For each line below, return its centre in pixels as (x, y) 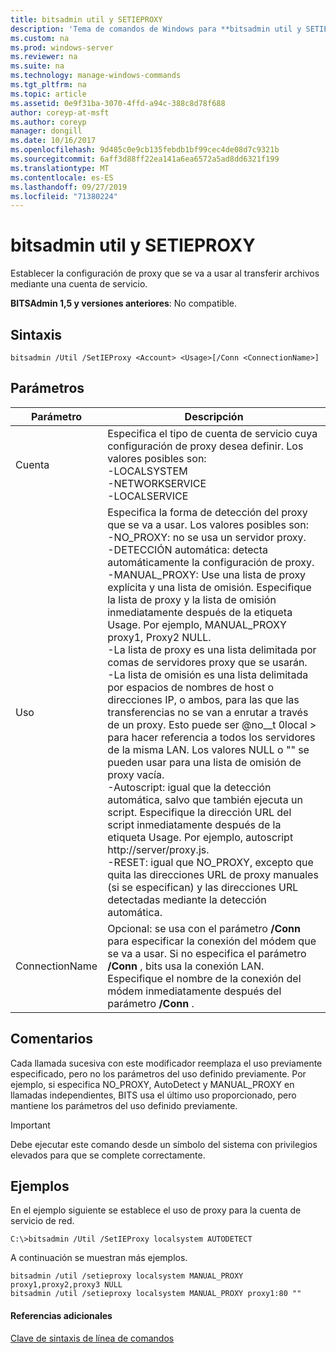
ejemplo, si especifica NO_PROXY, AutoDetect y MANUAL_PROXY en (152, 1084)
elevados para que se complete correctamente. (108, 1155)
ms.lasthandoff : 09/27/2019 (69, 187)
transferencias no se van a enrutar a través (208, 712)
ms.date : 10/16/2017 (53, 141)
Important (30, 1125)
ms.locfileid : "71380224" (64, 196)
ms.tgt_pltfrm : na (48, 85)
